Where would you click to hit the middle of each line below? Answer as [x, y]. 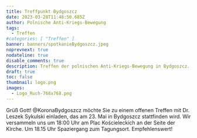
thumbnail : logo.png [31, 83]
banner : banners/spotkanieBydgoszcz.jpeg [57, 45]
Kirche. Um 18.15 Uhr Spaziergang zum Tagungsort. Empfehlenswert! [89, 129]
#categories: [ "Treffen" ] [40, 39]
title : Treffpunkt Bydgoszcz [42, 11]
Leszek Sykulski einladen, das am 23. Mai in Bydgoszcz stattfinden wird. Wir [98, 116]
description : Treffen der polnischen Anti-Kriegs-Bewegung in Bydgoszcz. [98, 66]
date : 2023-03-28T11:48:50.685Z [45, 17]
